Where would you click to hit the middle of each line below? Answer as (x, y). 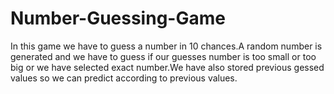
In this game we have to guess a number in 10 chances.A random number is (166, 46)
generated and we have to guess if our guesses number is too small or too (163, 56)
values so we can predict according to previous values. (124, 78)
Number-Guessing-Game (118, 18)
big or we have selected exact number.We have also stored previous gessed (167, 67)
